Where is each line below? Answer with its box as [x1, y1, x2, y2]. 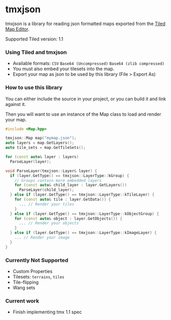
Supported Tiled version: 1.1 [5, 36, 63, 42]
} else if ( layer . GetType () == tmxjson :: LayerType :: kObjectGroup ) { [10, 211, 159, 216]
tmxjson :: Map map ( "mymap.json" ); [5, 136, 77, 141]
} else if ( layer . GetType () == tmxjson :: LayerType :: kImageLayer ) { [10, 230, 157, 236]
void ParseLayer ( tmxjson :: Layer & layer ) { [5, 168, 97, 174]
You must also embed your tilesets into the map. [12, 66, 115, 72]
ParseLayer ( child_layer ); [18, 187, 74, 193]
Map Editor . [5, 26, 30, 32]
